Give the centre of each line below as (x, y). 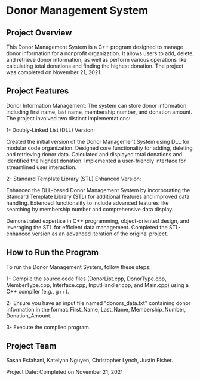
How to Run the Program (53, 253)
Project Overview (39, 33)
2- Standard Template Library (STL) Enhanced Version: (74, 179)
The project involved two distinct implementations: (68, 118)
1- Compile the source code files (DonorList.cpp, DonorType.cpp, (86, 279)
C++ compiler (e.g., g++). (38, 291)
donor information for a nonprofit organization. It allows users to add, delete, (100, 53)
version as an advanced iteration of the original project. (100, 234)
